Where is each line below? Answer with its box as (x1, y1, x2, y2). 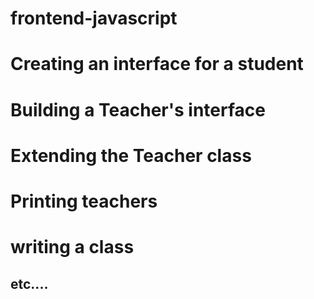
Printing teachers (10, 190, 158, 212)
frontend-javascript (10, 7, 178, 30)
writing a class (10, 236, 135, 259)
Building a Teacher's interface (10, 98, 266, 121)
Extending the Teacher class (10, 144, 252, 167)
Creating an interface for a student (10, 53, 304, 76)
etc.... (10, 275, 49, 292)
